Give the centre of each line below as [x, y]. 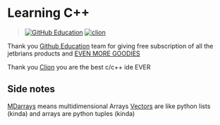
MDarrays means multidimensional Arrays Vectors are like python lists [109, 106]
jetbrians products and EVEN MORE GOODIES [74, 53]
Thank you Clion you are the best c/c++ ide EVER [79, 67]
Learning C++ [49, 13]
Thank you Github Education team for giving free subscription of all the [110, 46]
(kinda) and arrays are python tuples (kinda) [71, 113]
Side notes [31, 89]
